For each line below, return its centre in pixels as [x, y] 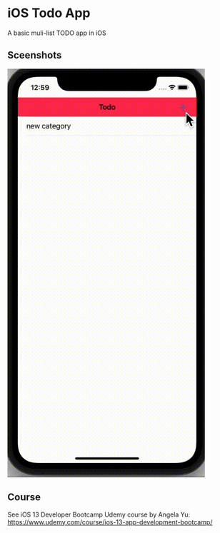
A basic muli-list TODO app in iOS [57, 33]
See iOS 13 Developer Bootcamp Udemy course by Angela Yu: [99, 514]
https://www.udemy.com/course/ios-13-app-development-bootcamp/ [110, 522]
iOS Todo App [49, 13]
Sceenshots [35, 55]
